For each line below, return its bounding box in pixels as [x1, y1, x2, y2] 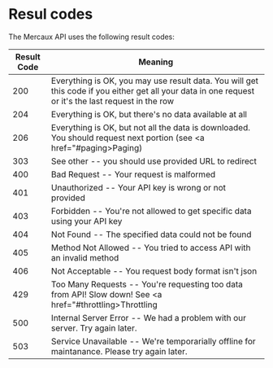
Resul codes [8, 5, 93, 24]
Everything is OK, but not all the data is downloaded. [51, 121, 250, 133]
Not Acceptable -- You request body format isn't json [51, 265, 258, 277]
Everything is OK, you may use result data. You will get [51, 75, 258, 86]
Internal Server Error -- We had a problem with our [51, 312, 246, 323]
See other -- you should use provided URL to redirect [51, 156, 258, 167]
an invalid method [51, 252, 119, 263]
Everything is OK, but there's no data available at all [51, 108, 248, 120]
